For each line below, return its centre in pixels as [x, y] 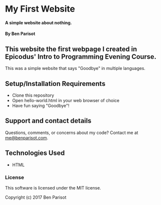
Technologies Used [35, 153]
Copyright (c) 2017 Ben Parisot [36, 197]
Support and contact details [48, 121]
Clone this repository [33, 95]
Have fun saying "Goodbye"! [41, 106]
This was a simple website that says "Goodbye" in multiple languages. [75, 68]
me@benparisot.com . [27, 137]
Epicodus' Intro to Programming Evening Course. [81, 57]
